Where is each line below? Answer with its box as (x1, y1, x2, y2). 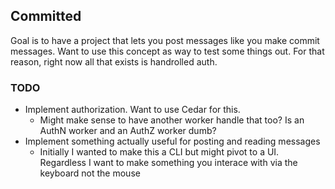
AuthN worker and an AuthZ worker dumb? (39, 125, 217, 137)
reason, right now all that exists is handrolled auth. (10, 55, 218, 68)
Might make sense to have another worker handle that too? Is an (39, 114, 305, 126)
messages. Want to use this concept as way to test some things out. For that (10, 45, 325, 57)
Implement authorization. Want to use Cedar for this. (24, 104, 241, 116)
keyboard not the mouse (39, 167, 141, 179)
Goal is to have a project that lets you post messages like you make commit (10, 34, 320, 46)
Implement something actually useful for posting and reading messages (24, 135, 321, 148)
